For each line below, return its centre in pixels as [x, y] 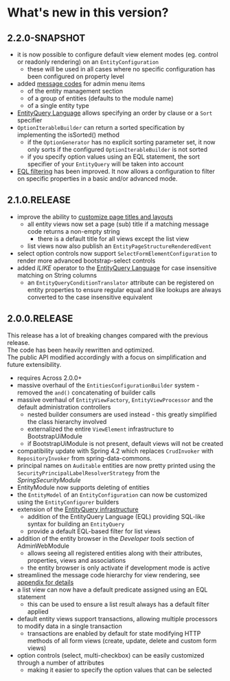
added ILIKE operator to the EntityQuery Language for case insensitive [117, 268]
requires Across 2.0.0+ [49, 378]
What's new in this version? [88, 13]
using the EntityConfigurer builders [68, 502]
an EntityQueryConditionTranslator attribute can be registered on [121, 282]
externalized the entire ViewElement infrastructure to [101, 429]
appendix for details [45, 582]
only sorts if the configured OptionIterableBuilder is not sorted [117, 149]
